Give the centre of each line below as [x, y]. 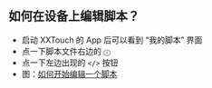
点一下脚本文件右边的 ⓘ [66, 51]
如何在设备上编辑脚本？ [74, 16]
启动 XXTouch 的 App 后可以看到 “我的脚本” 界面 [112, 40]
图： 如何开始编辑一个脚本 [69, 73]
